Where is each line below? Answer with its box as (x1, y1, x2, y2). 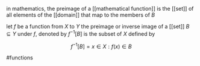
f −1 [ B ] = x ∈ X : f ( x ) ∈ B (70, 42, 132, 50)
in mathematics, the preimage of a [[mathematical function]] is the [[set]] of (6, 5, 194, 12)
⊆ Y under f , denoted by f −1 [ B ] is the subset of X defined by (6, 29, 155, 37)
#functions (6, 54, 33, 61)
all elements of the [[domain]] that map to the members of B (6, 11, 155, 18)
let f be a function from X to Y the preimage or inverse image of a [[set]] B (6, 23, 190, 30)
